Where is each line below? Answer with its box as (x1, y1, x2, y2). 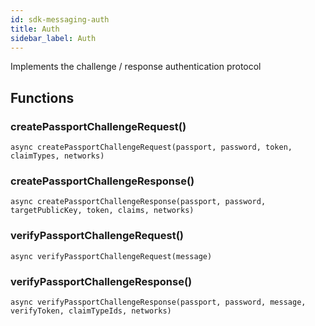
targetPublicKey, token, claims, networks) (10, 206, 195, 216)
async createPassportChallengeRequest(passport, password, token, (10, 142, 293, 153)
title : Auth (10, 24, 60, 34)
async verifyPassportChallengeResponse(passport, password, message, (10, 297, 307, 307)
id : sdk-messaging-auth (10, 14, 110, 25)
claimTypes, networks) (10, 151, 105, 161)
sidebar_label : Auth (10, 33, 97, 43)
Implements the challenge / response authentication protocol (10, 61, 262, 73)
